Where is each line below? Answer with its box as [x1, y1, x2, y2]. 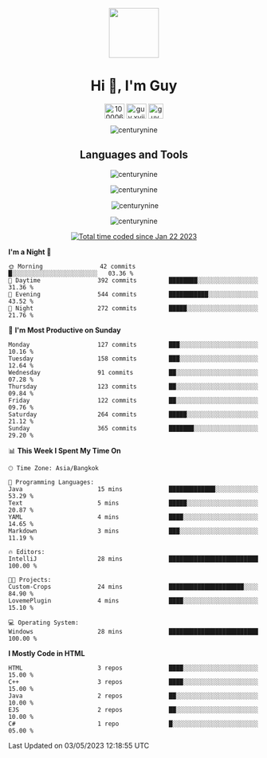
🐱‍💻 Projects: [8, 576, 52, 584]
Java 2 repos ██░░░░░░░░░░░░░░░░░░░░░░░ [8, 692, 259, 701]
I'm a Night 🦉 [8, 247, 52, 257]
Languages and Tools [79, 148, 189, 162]
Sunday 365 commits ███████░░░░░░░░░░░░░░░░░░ [8, 425, 259, 433]
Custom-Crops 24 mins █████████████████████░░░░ [8, 583, 259, 591]
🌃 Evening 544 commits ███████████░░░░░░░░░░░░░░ [8, 291, 259, 299]
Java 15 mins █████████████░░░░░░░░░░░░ [8, 485, 259, 493]
